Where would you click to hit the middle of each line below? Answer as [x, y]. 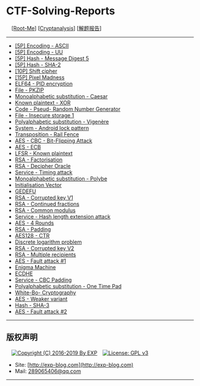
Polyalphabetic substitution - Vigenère [62, 122]
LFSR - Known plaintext [44, 153]
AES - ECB [28, 147]
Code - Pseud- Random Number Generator [68, 109]
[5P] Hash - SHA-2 [38, 64]
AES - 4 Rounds [34, 223]
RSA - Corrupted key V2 [44, 248]
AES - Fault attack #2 [41, 312]
